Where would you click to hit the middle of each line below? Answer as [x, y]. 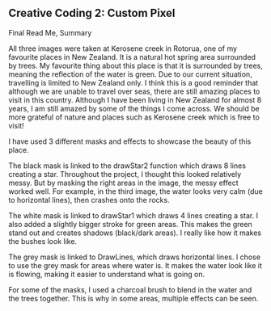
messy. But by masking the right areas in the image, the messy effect [123, 183]
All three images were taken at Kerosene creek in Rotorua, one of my [123, 48]
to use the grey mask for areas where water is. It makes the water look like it [135, 265]
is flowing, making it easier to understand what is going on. [107, 274]
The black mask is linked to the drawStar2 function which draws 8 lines [127, 166]
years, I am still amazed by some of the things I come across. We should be [134, 108]
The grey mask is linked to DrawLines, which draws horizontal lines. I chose [135, 257]
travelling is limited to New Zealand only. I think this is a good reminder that [133, 82]
